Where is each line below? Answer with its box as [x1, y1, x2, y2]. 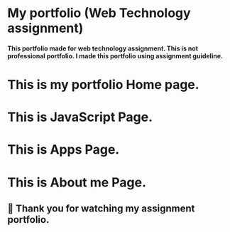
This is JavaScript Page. [7, 109, 153, 125]
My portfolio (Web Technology [7, 5, 191, 21]
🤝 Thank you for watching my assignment [7, 202, 195, 214]
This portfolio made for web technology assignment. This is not [7, 44, 199, 53]
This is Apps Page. [7, 142, 120, 158]
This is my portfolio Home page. [7, 76, 200, 93]
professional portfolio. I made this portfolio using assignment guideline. [7, 51, 224, 60]
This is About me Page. [7, 174, 147, 190]
